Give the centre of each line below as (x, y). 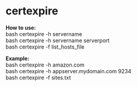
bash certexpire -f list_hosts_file (45, 47)
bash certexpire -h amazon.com (45, 65)
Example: (18, 58)
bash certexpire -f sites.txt (38, 77)
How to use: (21, 28)
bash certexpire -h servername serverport (58, 40)
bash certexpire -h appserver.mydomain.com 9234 (68, 71)
